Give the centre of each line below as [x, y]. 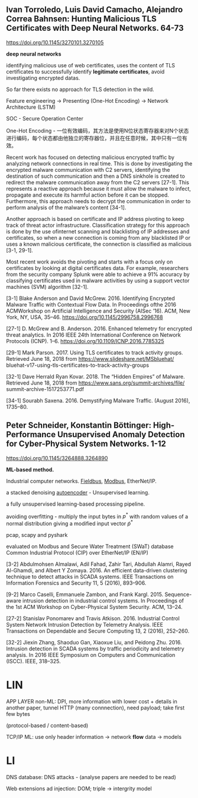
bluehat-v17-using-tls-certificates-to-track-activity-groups [78, 365]
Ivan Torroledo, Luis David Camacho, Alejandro [95, 10]
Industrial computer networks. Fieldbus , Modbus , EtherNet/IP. [81, 481]
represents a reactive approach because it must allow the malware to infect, [98, 188]
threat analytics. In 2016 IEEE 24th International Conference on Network [94, 335]
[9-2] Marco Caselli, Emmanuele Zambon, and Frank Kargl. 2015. [85, 594]
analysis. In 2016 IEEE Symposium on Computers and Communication [91, 654]
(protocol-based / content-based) [47, 725]
